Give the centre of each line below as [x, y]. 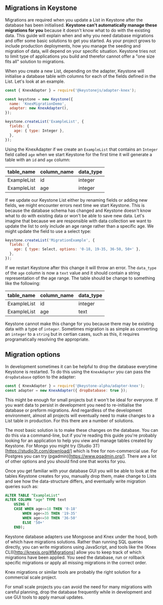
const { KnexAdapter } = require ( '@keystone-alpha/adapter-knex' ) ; [75, 386]
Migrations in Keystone [41, 8]
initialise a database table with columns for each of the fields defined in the [81, 76]
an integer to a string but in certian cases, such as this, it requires [72, 334]
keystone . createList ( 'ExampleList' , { [44, 122]
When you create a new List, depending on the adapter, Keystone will [75, 71]
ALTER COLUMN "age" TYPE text [36, 500]
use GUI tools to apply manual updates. [45, 597]
